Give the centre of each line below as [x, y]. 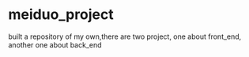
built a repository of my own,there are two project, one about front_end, [125, 36]
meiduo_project [61, 15]
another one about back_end [55, 44]
